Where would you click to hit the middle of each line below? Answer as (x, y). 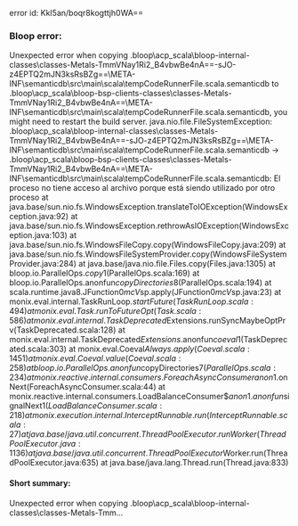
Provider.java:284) (43, 264)
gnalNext (26, 406)
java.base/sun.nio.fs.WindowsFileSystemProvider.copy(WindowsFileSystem (148, 254)
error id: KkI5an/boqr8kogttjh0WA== (77, 13)
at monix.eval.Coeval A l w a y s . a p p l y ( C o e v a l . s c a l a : (159, 349)
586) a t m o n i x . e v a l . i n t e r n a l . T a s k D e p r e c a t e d (88, 321)
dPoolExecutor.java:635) (54, 463)
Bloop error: (36, 36)
